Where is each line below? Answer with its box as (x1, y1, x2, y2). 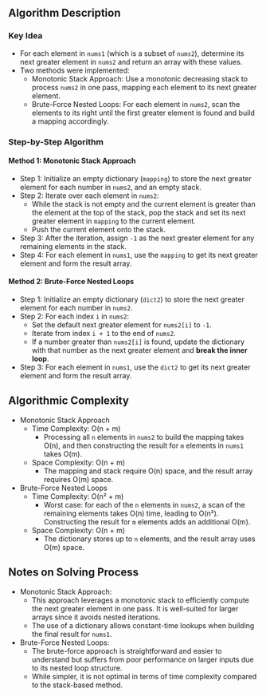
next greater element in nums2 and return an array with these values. (19, 57, 243, 66)
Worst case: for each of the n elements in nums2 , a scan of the (43, 500, 245, 509)
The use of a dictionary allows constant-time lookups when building (31, 620, 255, 630)
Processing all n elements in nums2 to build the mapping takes (43, 432, 244, 441)
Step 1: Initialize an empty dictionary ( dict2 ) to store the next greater (19, 295, 244, 304)
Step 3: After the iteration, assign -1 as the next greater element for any (19, 233, 255, 243)
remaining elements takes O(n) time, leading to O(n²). (43, 508, 219, 518)
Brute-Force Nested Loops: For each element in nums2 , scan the (31, 99, 241, 109)
